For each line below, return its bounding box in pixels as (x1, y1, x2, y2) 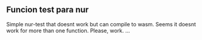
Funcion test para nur (6, 5, 89, 15)
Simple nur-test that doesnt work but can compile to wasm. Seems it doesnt (6, 20, 196, 27)
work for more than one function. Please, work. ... (6, 27, 130, 34)
